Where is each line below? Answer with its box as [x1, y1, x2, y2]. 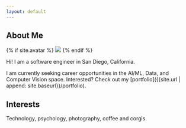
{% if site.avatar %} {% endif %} [6, 47, 93, 54]
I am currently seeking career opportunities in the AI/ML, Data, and [6, 70, 169, 77]
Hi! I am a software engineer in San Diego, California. [6, 58, 135, 65]
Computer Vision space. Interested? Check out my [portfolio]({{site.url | [6, 76, 181, 83]
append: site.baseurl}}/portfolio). [6, 82, 86, 89]
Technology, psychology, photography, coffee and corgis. [6, 115, 147, 122]
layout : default [6, 8, 46, 15]
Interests [6, 99, 40, 109]
